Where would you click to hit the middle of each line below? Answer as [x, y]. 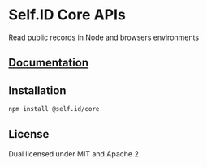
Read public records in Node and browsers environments [104, 37]
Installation [37, 90]
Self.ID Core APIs [67, 15]
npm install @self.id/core [54, 109]
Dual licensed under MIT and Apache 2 [74, 154]
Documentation [49, 63]
